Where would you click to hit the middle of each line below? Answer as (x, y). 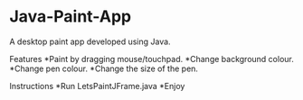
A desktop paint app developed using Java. (90, 41)
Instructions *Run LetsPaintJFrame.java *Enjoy (97, 86)
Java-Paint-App (71, 17)
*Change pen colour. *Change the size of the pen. (104, 68)
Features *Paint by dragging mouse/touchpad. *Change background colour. (151, 59)
